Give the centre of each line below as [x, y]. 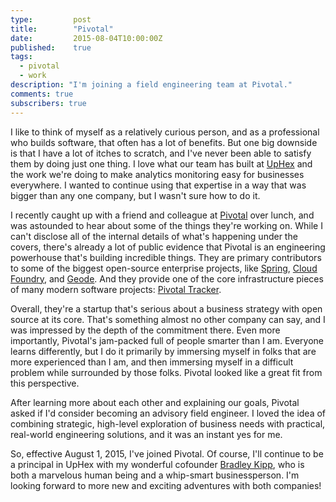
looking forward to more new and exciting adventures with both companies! [166, 485]
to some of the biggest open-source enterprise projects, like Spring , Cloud [164, 268]
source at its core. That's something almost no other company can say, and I [168, 319]
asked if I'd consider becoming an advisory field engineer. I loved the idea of [168, 413]
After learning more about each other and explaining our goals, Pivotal [155, 402]
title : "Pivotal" [62, 29]
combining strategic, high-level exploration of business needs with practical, [168, 423]
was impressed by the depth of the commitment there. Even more [145, 330]
